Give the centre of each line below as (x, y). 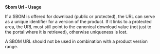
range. (12, 46)
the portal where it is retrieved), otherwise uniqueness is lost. (66, 32)
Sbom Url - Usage (23, 7)
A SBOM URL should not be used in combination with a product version (76, 41)
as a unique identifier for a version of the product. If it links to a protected (78, 22)
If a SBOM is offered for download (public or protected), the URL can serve (80, 16)
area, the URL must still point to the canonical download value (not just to (78, 27)
